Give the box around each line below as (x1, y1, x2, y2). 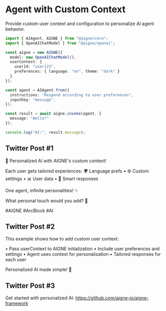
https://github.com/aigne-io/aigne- (75, 295, 149, 301)
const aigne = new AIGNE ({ (5, 50, 63, 55)
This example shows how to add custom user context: (5, 236, 119, 242)
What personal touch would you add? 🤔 (5, 197, 88, 204)
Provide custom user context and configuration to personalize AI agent (5, 20, 154, 27)
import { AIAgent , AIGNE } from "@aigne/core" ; (5, 36, 109, 41)
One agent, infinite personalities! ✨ (5, 187, 79, 193)
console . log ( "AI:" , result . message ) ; (5, 129, 86, 135)
